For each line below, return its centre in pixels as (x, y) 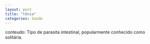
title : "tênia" (21, 14)
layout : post (18, 9)
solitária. (14, 37)
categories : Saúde (24, 18)
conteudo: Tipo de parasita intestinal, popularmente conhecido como (75, 32)
